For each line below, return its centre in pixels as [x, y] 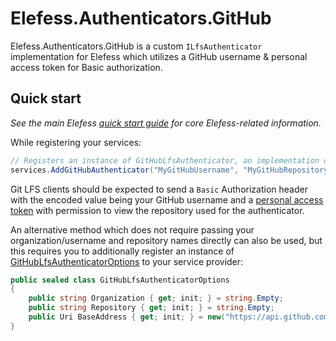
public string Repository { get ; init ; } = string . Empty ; [151, 308]
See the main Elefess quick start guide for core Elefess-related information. [166, 123]
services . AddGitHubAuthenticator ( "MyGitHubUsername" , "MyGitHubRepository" [171, 170]
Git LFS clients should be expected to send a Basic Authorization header [159, 189]
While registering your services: [76, 142]
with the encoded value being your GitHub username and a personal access [167, 199]
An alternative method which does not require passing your [132, 229]
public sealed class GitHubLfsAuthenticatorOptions [120, 280]
